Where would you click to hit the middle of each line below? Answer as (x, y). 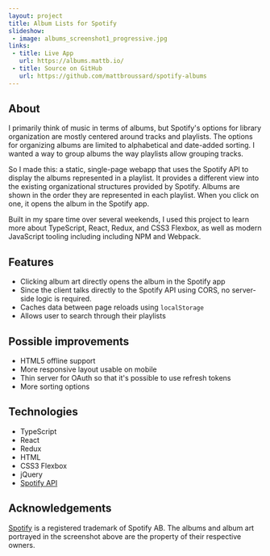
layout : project (35, 16)
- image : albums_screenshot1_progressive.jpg (89, 38)
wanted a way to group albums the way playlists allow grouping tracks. (126, 154)
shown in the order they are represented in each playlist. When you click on (134, 196)
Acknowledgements (60, 509)
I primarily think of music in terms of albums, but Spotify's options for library (135, 128)
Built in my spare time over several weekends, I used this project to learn (129, 220)
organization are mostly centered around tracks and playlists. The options (131, 137)
